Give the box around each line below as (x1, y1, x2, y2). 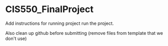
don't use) (5, 35, 27, 41)
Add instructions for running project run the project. (5, 20, 114, 26)
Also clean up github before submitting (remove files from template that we (5, 30, 163, 36)
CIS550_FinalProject (5, 4, 93, 15)
